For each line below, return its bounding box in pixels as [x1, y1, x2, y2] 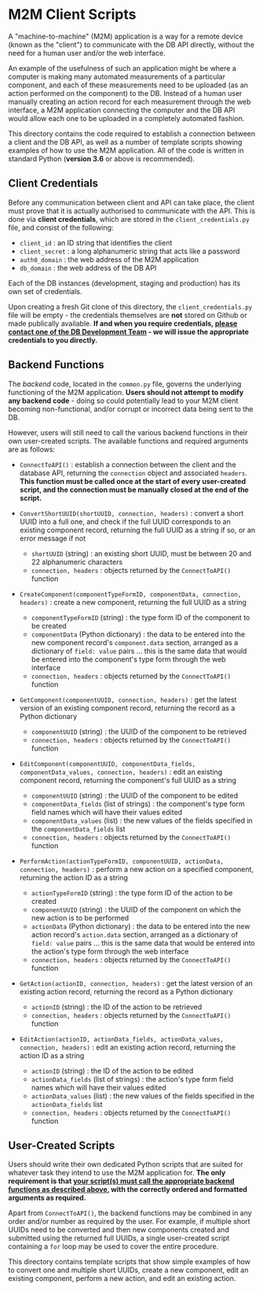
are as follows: [8, 444, 56, 454]
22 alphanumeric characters [31, 557, 123, 566]
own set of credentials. [8, 286, 82, 296]
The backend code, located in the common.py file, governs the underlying [8, 379, 242, 389]
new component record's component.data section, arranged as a [31, 637, 239, 647]
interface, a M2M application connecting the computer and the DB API [8, 105, 236, 115]
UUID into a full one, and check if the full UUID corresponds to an [19, 517, 232, 526]
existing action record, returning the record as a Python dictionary [19, 987, 233, 996]
